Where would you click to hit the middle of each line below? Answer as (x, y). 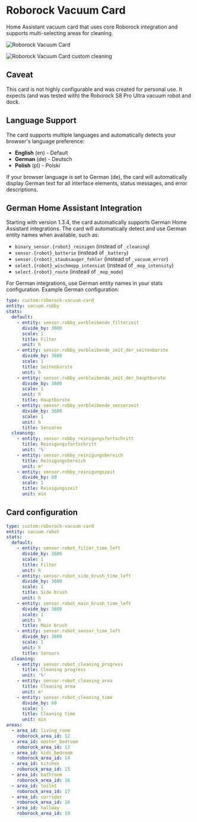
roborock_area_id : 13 (43, 747)
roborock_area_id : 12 (43, 736)
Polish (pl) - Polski (37, 165)
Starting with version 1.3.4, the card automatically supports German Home (96, 222)
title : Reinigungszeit (50, 489)
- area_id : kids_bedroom (42, 752)
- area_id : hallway (36, 808)
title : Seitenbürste (47, 367)
